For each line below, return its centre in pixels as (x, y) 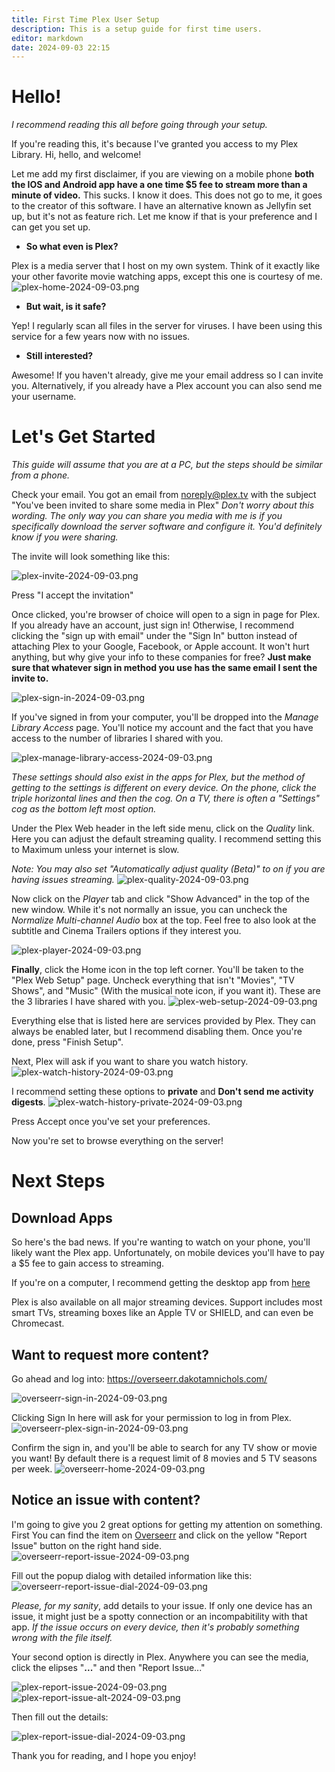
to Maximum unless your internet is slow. (95, 850)
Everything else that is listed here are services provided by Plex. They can (163, 1021)
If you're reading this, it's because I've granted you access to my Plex (155, 144)
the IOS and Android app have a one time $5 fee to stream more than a (159, 185)
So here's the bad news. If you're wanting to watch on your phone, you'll (161, 1242)
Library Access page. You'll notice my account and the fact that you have (162, 728)
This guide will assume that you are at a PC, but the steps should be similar (167, 465)
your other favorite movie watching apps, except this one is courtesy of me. (167, 277)
